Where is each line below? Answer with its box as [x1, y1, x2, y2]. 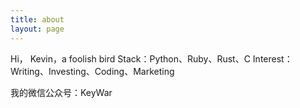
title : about [10, 14, 65, 25]
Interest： [252, 52, 293, 65]
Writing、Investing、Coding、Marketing [10, 65, 175, 77]
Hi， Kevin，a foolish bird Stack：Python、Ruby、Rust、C [10, 52, 251, 65]
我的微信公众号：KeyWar [10, 86, 113, 98]
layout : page [10, 24, 65, 34]
